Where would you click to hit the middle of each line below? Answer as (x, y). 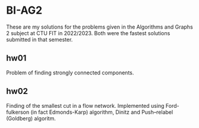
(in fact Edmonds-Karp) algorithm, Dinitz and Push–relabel (102, 112)
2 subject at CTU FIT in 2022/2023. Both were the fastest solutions (88, 33)
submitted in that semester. (40, 39)
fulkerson (18, 112)
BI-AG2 (24, 10)
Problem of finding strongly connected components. (70, 73)
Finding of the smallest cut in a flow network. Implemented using (85, 105)
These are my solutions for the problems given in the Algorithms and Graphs (99, 27)
